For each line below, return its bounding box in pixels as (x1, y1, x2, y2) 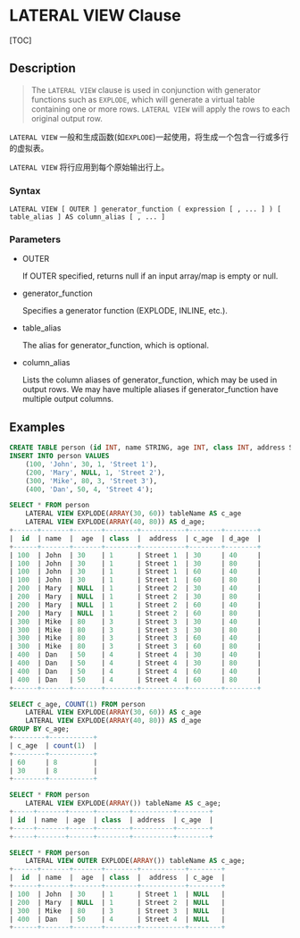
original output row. (30, 113, 103, 123)
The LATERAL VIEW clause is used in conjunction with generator (30, 84, 261, 95)
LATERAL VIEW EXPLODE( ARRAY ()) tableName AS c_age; (25, 799, 221, 808)
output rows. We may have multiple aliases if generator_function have (21, 384, 279, 395)
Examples (9, 419, 65, 434)
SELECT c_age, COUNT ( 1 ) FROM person (9, 699, 146, 708)
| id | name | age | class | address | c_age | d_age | (9, 533, 262, 543)
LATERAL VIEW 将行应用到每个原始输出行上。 (9, 162, 170, 172)
